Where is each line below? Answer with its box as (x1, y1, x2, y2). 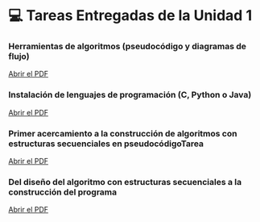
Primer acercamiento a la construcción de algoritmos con (8, 128, 237, 139)
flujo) (8, 51, 30, 62)
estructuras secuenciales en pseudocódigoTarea (8, 138, 204, 149)
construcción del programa (8, 186, 118, 198)
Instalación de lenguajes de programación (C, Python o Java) (8, 90, 252, 101)
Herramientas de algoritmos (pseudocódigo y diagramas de (8, 41, 247, 52)
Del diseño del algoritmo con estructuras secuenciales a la (8, 177, 242, 187)
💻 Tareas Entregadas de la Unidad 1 (8, 6, 252, 25)
